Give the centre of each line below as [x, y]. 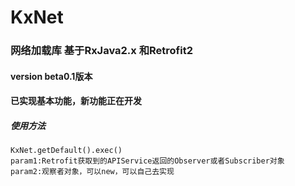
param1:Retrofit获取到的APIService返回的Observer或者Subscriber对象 [147, 161]
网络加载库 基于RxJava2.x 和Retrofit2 [101, 51]
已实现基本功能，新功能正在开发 [76, 101]
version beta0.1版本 [51, 76]
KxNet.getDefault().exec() [66, 151]
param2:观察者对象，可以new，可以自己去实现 [92, 172]
